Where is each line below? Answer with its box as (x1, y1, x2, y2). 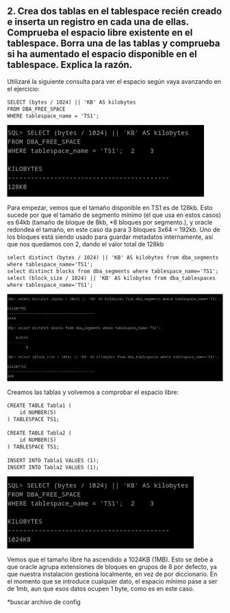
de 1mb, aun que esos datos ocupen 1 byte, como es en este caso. (7, 585, 195, 593)
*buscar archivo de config (7, 598, 81, 606)
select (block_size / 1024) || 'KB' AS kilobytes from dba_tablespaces (7, 275, 216, 281)
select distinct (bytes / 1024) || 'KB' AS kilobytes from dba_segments (7, 254, 219, 261)
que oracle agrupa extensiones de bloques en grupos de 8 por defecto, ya (7, 563, 217, 571)
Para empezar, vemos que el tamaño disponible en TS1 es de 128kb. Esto (7, 203, 214, 211)
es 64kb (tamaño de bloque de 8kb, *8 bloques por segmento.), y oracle (7, 218, 213, 226)
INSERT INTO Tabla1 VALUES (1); (7, 457, 99, 464)
